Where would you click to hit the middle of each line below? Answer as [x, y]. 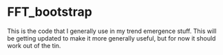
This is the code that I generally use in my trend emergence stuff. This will [112, 31]
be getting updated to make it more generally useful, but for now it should [111, 38]
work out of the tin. [34, 45]
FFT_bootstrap [50, 12]
